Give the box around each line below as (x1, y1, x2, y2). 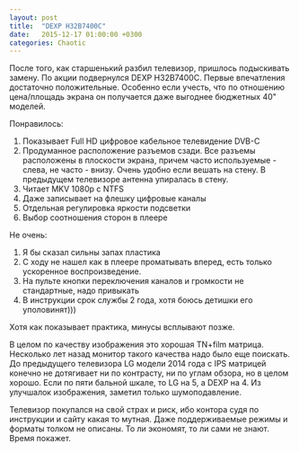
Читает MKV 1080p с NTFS (22, 183, 124, 194)
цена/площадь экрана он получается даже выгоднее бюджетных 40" (9, 92, 277, 102)
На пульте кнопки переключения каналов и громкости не (22, 276, 244, 287)
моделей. (9, 101, 47, 112)
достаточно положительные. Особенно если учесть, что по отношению (9, 82, 286, 93)
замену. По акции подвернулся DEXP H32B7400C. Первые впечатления (9, 73, 286, 84)
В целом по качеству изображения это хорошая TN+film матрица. (9, 339, 265, 350)
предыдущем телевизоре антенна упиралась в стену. (22, 174, 229, 185)
